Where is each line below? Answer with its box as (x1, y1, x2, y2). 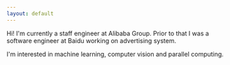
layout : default (6, 10, 54, 17)
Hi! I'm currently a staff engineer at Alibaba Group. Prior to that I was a (6, 29, 209, 37)
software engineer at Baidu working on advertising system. (6, 36, 176, 45)
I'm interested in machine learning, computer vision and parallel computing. (6, 50, 224, 58)
